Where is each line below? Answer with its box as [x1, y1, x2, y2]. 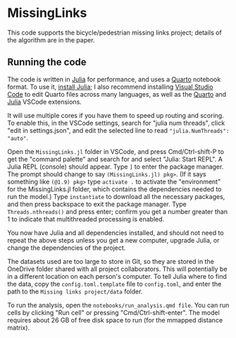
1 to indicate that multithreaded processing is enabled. [7, 215, 165, 223]
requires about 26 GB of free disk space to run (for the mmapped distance [7, 315, 223, 324]
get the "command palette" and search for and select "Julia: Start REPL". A [7, 155, 223, 163]
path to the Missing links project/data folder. [7, 287, 143, 296]
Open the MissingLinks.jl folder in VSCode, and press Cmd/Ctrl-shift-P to [7, 147, 224, 156]
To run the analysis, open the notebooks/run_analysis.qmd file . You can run [7, 301, 230, 309]
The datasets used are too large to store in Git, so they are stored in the [7, 257, 215, 265]
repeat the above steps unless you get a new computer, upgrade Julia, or [7, 236, 220, 244]
